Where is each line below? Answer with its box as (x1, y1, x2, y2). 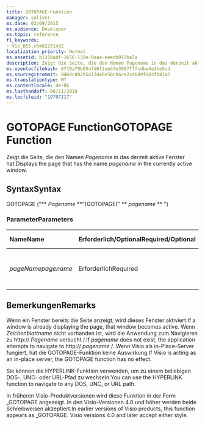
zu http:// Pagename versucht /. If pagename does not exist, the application (6, 336, 195, 343)
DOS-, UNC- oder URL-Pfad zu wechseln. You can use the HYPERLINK (6, 373, 183, 381)
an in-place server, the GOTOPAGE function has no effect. (6, 355, 152, 363)
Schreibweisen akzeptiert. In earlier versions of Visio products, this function (6, 405, 195, 412)
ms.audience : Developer (6, 26, 67, 32)
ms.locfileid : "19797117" (6, 94, 72, 100)
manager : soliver (6, 15, 51, 21)
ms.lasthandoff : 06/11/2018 (6, 88, 78, 95)
